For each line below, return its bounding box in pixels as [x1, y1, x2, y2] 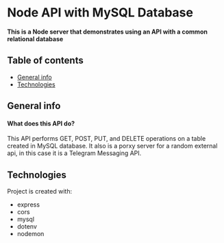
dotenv [16, 222, 38, 231]
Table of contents [7, 55, 84, 67]
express [16, 200, 40, 209]
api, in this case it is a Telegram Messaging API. [7, 149, 142, 157]
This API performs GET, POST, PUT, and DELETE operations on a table [7, 135, 206, 143]
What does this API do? [7, 119, 75, 128]
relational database [7, 34, 64, 43]
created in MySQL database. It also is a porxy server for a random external [7, 142, 218, 150]
